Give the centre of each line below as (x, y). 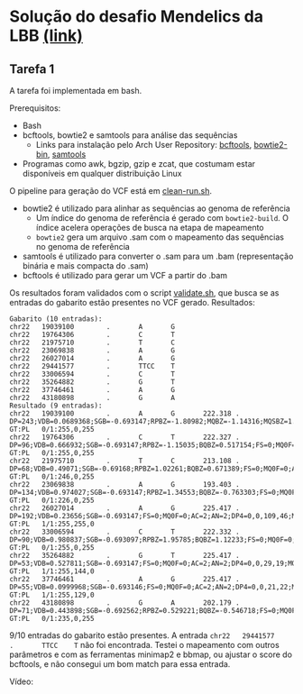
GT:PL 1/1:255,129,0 (52, 595)
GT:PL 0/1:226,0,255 (52, 500)
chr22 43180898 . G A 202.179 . (125, 603)
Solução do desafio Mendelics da (137, 17)
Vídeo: (22, 681)
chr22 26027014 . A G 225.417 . (125, 508)
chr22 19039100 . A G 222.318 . (125, 414)
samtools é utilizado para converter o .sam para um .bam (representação (158, 256)
